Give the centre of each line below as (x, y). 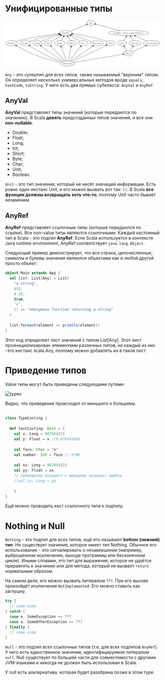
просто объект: (21, 263)
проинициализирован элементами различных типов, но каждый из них (80, 345)
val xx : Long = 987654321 (41, 465)
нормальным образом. (29, 571)
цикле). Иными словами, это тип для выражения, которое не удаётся (78, 561)
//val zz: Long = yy (35, 481)
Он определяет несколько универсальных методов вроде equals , (74, 80)
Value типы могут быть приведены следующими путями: (65, 384)
